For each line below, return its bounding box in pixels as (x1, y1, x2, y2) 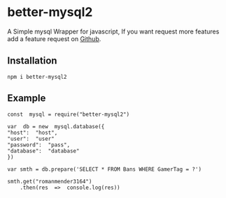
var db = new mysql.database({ (7, 123, 105, 130)
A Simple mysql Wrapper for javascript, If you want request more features (7, 27, 220, 36)
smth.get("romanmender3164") (7, 178, 92, 185)
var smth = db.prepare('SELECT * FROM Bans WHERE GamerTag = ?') (7, 165, 202, 173)
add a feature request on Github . (7, 34, 101, 43)
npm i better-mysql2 (7, 73, 68, 80)
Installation (7, 55, 57, 67)
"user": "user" (7, 135, 55, 142)
